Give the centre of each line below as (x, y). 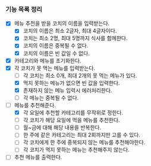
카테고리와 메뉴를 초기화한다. (48, 60)
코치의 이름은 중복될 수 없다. (56, 46)
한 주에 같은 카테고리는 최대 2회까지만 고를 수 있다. (82, 135)
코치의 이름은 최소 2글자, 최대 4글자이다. (70, 31)
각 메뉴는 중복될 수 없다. (51, 98)
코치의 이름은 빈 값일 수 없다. (56, 53)
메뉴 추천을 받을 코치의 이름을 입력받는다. (62, 23)
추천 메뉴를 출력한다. (38, 157)
